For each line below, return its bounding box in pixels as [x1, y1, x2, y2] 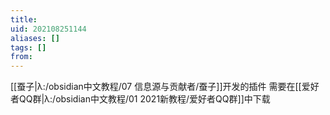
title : [10, 14, 38, 25]
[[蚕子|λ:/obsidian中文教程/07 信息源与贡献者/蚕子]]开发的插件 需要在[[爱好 [10, 81, 320, 93]
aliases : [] [10, 33, 60, 43]
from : [10, 52, 33, 62]
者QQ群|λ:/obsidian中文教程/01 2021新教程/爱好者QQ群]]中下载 [10, 93, 271, 105]
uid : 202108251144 [10, 24, 87, 34]
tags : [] [10, 42, 47, 53]
